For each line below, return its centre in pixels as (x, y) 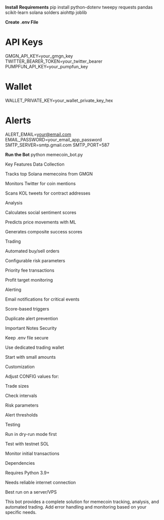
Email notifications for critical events (42, 299)
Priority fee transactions (30, 270)
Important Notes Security (31, 328)
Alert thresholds (22, 415)
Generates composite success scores (44, 231)
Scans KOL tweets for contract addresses (48, 193)
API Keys (24, 42)
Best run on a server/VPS (31, 492)
